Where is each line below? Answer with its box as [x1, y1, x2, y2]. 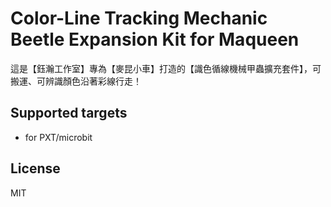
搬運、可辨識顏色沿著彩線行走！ [10, 75, 142, 87]
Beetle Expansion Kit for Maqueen [10, 28, 300, 51]
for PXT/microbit [24, 131, 93, 143]
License [10, 160, 61, 177]
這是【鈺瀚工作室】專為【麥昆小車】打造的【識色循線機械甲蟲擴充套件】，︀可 [10, 62, 322, 74]
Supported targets [10, 105, 128, 122]
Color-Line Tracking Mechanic [10, 7, 268, 30]
